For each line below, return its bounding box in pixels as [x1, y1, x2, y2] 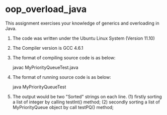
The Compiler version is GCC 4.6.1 [12, 45, 83, 51]
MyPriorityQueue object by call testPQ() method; [12, 104, 114, 110]
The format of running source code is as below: [12, 74, 112, 80]
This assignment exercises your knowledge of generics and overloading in [5, 20, 159, 26]
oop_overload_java [5, 4, 87, 15]
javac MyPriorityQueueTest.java [12, 64, 79, 70]
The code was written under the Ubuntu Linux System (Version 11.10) [12, 35, 155, 41]
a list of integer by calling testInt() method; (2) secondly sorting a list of [12, 99, 160, 105]
